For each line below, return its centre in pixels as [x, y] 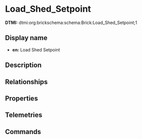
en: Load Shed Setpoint [36, 49]
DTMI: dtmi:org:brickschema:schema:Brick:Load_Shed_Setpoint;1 [71, 23]
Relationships [26, 82]
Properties [22, 98]
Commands [23, 131]
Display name [26, 38]
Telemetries [24, 115]
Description [23, 65]
